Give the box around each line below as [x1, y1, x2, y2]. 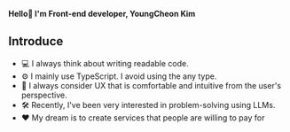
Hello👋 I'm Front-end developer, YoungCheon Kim [8, 9, 196, 19]
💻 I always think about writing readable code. [20, 58, 189, 68]
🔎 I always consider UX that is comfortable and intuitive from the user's [20, 80, 281, 90]
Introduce [8, 34, 64, 49]
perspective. [20, 89, 67, 100]
